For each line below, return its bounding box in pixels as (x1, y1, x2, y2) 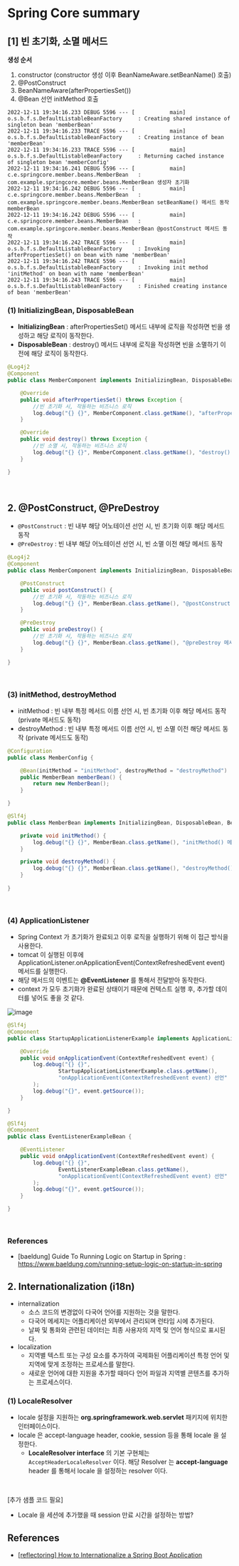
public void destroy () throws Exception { (20, 436, 148, 443)
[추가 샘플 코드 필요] (7, 1495, 64, 1504)
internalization (17, 1299, 60, 1308)
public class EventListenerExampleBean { (7, 1133, 132, 1140)
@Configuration (7, 747, 53, 754)
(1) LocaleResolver (7, 1396, 73, 1406)
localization (17, 1343, 52, 1351)
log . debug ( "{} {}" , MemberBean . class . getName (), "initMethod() (33, 839, 224, 846)
